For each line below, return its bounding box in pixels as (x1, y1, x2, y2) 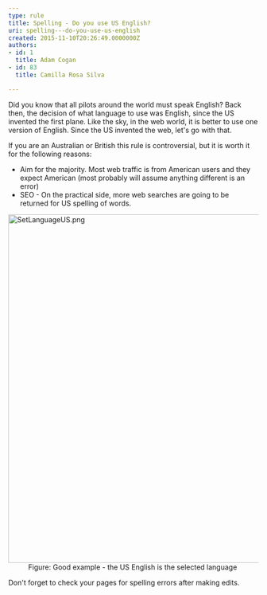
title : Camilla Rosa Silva (15, 71, 105, 79)
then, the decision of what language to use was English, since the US (8, 108, 234, 118)
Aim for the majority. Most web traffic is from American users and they (19, 164, 251, 174)
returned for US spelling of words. (19, 198, 132, 208)
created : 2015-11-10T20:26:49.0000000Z (8, 33, 141, 42)
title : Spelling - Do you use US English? (8, 19, 151, 27)
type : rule (8, 11, 44, 20)
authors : (8, 41, 37, 49)
